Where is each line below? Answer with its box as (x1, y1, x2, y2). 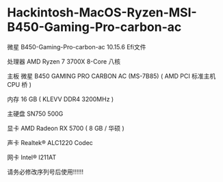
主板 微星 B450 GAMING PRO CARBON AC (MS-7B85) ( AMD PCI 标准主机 (7, 72, 216, 80)
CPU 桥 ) (7, 80, 32, 88)
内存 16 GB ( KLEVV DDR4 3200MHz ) (7, 94, 114, 103)
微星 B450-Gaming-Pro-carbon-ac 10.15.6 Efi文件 (7, 42, 146, 51)
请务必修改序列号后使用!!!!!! (7, 168, 84, 176)
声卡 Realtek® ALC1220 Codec (7, 138, 94, 146)
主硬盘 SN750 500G (7, 109, 64, 118)
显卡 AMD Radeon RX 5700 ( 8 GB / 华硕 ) (7, 124, 124, 132)
